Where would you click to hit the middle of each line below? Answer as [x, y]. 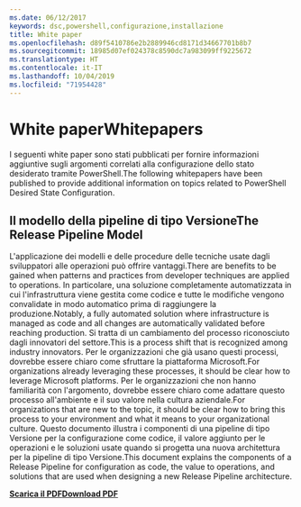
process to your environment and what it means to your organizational [140, 419]
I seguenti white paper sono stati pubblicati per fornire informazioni [134, 154]
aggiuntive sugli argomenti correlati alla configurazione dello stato [132, 164]
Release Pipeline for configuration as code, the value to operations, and [142, 467]
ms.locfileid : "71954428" [58, 85]
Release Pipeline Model [76, 235]
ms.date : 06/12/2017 [48, 18]
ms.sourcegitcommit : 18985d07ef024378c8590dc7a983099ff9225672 [131, 51]
